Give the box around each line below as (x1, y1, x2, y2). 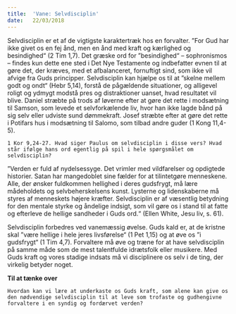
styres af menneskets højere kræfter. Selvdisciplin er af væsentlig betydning (7, 194, 229, 203)
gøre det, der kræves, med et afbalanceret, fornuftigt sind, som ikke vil (7, 66, 213, 75)
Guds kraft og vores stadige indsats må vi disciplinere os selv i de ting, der (7, 253, 224, 261)
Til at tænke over (7, 274, 58, 282)
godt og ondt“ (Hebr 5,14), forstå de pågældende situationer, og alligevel (7, 81, 218, 89)
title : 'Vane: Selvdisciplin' (7, 10, 99, 18)
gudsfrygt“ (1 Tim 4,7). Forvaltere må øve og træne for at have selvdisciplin (7, 237, 225, 246)
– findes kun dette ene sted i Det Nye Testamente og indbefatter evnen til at (7, 58, 227, 67)
